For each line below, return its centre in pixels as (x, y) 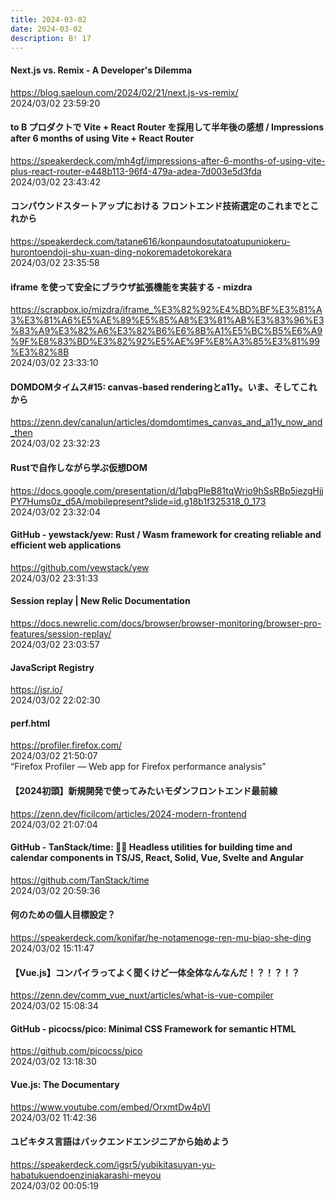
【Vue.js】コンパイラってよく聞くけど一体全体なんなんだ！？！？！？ (155, 972)
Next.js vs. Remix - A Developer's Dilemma (101, 70)
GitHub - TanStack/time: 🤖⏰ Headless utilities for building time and (151, 847)
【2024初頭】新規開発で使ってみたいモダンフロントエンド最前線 (144, 790)
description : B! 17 (51, 38)
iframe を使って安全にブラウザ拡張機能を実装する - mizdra (131, 287)
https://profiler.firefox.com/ (66, 745)
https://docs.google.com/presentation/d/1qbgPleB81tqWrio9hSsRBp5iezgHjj (167, 490)
